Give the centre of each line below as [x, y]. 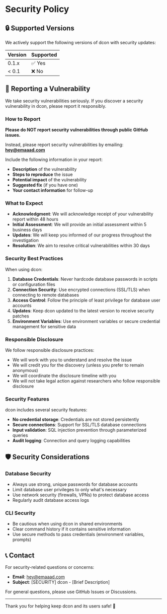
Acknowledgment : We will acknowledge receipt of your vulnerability [83, 214]
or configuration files [34, 284]
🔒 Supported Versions [40, 28]
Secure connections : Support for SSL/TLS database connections [79, 425]
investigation [25, 240]
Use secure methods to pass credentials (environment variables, [79, 535]
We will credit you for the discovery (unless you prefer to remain [78, 365]
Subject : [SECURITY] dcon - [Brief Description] [61, 582]
